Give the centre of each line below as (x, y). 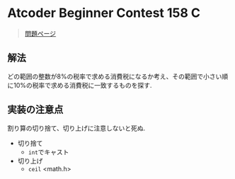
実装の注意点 (35, 110)
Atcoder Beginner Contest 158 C (104, 13)
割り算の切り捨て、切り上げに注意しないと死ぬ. (76, 128)
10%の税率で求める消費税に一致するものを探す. (82, 85)
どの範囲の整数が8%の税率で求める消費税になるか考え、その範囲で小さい (115, 76)
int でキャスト (48, 152)
